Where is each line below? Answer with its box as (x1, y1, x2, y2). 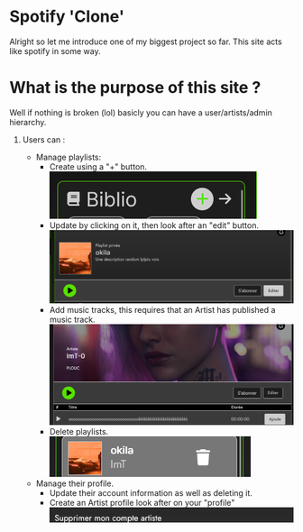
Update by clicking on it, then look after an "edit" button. (49, 219, 260, 231)
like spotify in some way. (9, 45, 101, 56)
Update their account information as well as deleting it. (49, 488, 252, 499)
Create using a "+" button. (49, 161, 147, 172)
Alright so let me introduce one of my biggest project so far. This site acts (9, 36, 282, 47)
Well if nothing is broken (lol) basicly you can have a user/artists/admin (9, 106, 273, 118)
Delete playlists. (49, 427, 109, 437)
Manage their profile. (35, 478, 115, 489)
